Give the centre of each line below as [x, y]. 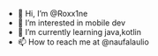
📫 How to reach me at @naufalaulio [83, 42]
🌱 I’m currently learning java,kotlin [79, 32]
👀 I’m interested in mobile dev [71, 23]
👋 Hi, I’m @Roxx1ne [53, 14]
